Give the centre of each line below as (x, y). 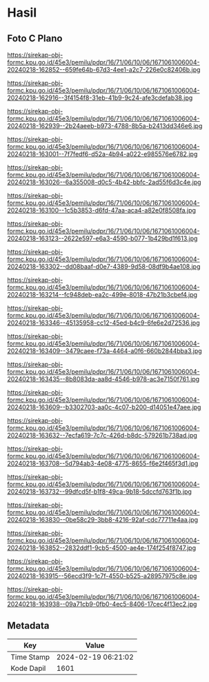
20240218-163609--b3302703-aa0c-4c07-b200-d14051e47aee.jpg (104, 407)
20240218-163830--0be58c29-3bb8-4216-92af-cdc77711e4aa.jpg (103, 520)
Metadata (28, 626)
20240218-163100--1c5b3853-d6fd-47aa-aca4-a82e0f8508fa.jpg (102, 210)
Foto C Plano (35, 38)
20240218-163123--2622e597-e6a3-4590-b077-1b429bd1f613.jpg (102, 238)
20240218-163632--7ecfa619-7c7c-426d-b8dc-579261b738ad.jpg (102, 435)
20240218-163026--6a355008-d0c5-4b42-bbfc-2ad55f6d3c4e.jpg (104, 182)
